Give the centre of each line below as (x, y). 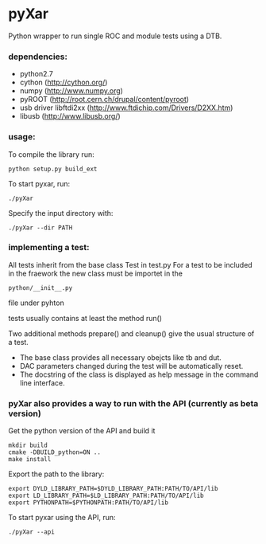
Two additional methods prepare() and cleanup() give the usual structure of (131, 333)
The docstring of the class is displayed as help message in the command (139, 374)
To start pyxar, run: (39, 183)
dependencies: (38, 57)
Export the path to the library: (56, 474)
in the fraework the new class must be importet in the (95, 273)
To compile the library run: (51, 154)
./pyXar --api (32, 532)
